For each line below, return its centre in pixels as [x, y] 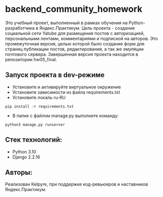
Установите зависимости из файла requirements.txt [66, 92]
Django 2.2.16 [26, 157]
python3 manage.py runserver [35, 124]
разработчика [20, 28]
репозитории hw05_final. [31, 59]
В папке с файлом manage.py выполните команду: [65, 116]
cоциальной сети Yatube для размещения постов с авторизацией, [75, 33]
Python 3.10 [24, 152]
